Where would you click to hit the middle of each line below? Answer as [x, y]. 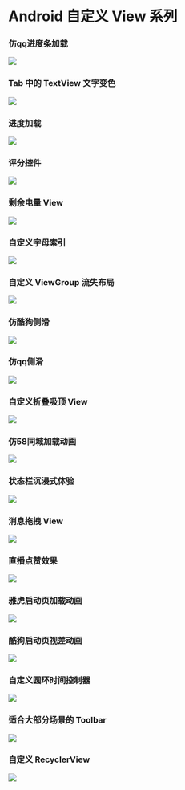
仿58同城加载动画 [42, 442]
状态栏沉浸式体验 [41, 481]
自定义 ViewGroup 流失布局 [61, 282]
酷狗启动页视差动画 [45, 641]
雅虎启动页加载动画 [45, 601]
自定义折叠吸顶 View [48, 401]
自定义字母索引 [37, 242]
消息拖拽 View [36, 521]
